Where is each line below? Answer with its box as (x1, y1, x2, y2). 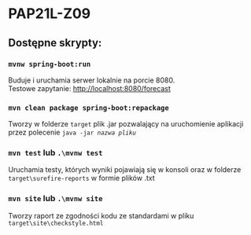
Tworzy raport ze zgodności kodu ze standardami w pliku (8, 211, 194, 220)
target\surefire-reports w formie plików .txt (8, 174, 155, 183)
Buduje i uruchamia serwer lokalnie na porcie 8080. (8, 75, 175, 85)
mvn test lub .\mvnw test (8, 147, 103, 158)
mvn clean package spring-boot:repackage (8, 103, 169, 112)
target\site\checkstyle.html (8, 219, 104, 227)
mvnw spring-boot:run (8, 60, 91, 68)
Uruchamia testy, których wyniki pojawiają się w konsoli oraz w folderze (8, 165, 242, 174)
